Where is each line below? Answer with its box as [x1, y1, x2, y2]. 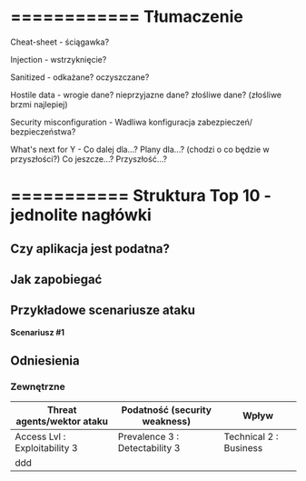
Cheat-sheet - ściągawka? [10, 36, 110, 47]
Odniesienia [10, 353, 80, 369]
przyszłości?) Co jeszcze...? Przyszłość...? [10, 153, 167, 165]
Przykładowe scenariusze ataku [10, 303, 196, 318]
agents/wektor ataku [15, 416, 108, 428]
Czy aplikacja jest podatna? [10, 241, 171, 256]
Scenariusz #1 [10, 326, 65, 337]
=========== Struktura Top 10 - [10, 185, 271, 206]
